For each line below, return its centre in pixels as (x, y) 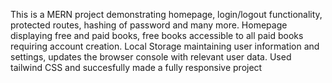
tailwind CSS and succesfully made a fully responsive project (136, 67)
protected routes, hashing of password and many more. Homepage (149, 25)
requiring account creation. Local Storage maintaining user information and (165, 46)
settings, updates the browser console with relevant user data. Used (151, 57)
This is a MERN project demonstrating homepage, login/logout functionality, (166, 14)
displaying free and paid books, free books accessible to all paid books (157, 35)
